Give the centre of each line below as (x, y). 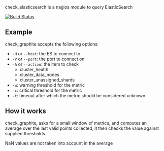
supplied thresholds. (26, 133)
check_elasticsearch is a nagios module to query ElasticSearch (69, 7)
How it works (26, 111)
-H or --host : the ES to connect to (46, 53)
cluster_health (34, 69)
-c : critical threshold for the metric (47, 90)
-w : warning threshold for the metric (49, 85)
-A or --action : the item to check (45, 64)
